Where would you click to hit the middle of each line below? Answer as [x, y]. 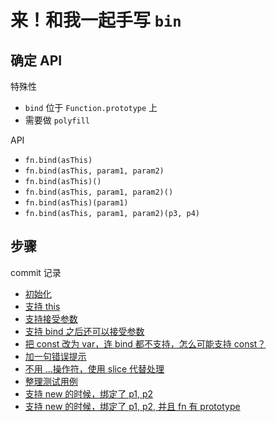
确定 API [36, 60]
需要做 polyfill [57, 120]
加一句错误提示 [55, 356]
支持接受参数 [51, 318]
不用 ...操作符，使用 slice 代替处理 [94, 368]
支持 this [42, 306]
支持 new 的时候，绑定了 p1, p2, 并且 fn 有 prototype [132, 406]
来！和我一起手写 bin [96, 20]
